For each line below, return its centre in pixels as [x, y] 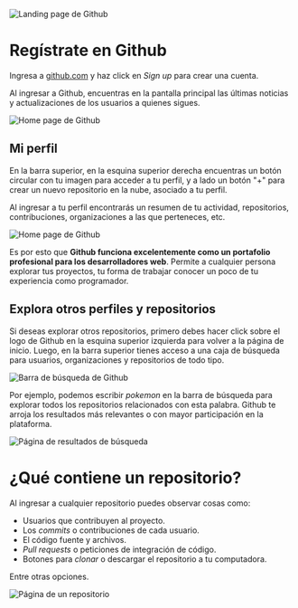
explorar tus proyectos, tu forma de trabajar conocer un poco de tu [134, 271]
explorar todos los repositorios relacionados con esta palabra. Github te [143, 404]
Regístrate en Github [88, 51]
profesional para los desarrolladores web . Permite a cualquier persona [143, 261]
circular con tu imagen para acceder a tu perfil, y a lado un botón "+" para [147, 180]
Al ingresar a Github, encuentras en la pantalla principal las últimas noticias [149, 93]
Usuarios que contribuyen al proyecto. [93, 520]
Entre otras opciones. [49, 576]
